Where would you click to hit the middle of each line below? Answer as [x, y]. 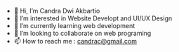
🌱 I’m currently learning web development [74, 26]
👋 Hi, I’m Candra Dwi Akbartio [57, 11]
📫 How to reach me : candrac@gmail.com [75, 41]
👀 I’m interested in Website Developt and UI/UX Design [93, 18]
